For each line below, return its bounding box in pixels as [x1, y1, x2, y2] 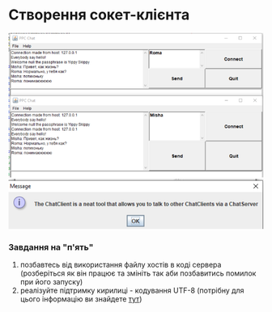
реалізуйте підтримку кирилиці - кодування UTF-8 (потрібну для [19, 285, 244, 296]
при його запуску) [19, 277, 83, 287]
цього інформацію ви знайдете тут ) [19, 294, 142, 304]
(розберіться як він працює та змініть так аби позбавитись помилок [19, 268, 257, 278]
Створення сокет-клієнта [8, 6, 190, 24]
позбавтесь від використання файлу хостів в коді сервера [19, 260, 222, 270]
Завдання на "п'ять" [8, 241, 94, 252]
